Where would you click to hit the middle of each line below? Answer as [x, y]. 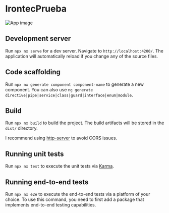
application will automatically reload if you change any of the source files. [81, 56]
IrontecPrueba [36, 9]
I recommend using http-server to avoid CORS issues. [61, 138]
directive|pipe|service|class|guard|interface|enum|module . [69, 95]
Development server [38, 39]
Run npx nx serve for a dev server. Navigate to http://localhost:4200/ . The [84, 50]
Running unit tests [35, 154]
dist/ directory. [21, 128]
